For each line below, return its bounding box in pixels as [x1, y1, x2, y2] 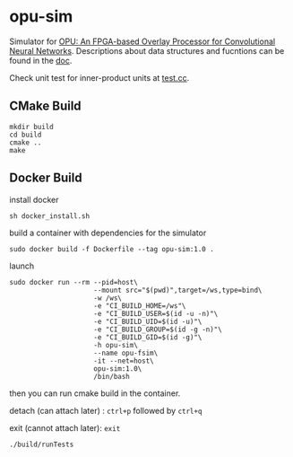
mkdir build [9, 122, 54, 131]
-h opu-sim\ [93, 340, 139, 349]
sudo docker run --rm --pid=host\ [9, 277, 139, 286]
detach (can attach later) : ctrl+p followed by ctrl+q [9, 405, 203, 416]
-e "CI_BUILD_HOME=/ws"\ [93, 301, 186, 311]
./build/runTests [9, 440, 74, 449]
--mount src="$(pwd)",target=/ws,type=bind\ [93, 286, 263, 294]
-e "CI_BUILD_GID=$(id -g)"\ [93, 332, 203, 342]
